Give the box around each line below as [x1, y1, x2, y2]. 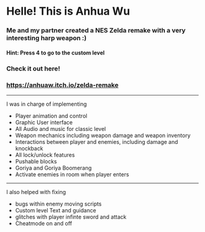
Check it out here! [6, 64, 60, 73]
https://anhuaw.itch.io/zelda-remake [6, 81, 119, 89]
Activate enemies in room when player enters [15, 170, 129, 178]
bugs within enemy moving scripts [15, 200, 102, 208]
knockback [15, 144, 44, 152]
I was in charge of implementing [6, 100, 87, 108]
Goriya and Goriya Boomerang [15, 164, 92, 171]
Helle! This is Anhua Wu [6, 4, 131, 18]
